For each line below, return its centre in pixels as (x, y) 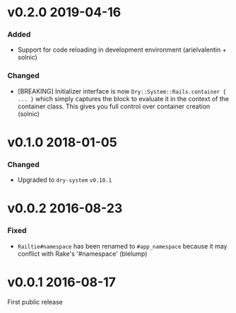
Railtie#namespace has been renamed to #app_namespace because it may (122, 246)
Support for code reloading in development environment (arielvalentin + (122, 50)
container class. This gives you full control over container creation (114, 106)
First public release (35, 302)
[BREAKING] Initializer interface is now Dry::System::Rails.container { (122, 91)
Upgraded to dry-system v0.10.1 (65, 180)
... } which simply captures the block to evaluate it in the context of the (123, 98)
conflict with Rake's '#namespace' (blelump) (82, 254)
